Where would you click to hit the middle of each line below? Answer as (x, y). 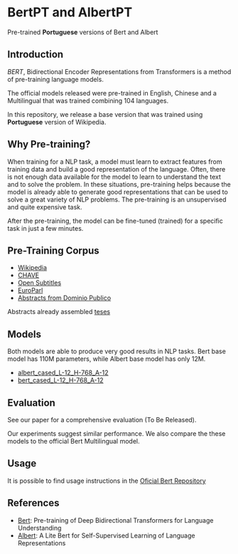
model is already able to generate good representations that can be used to (118, 192)
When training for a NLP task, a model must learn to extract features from (115, 162)
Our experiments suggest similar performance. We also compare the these (117, 434)
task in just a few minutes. (45, 228)
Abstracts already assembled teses (59, 312)
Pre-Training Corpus (53, 250)
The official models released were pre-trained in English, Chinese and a (112, 93)
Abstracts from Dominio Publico (64, 298)
